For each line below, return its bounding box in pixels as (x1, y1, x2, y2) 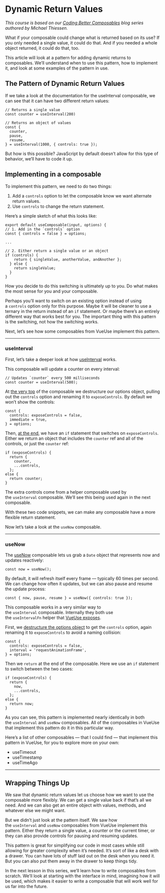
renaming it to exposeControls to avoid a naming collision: (5, 629, 121, 635)
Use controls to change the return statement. (12, 203, 105, 209)
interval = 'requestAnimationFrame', (9, 648, 87, 653)
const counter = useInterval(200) (5, 112, 76, 116)
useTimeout (12, 749, 36, 755)
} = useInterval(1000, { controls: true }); (5, 142, 98, 147)
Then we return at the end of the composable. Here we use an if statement (5, 660, 159, 667)
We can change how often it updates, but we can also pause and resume (5, 581, 153, 587)
